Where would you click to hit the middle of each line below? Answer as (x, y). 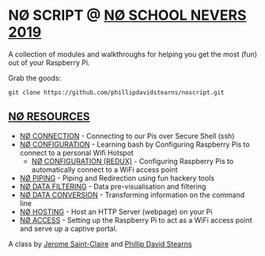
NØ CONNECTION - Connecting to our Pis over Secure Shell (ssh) (127, 136)
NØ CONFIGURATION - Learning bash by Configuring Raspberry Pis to (135, 144)
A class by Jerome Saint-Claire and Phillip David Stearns (100, 243)
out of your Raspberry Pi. (49, 63)
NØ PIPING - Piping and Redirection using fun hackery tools (117, 178)
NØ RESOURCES (49, 117)
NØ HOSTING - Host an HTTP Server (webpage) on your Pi (116, 212)
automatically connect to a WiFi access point (104, 170)
